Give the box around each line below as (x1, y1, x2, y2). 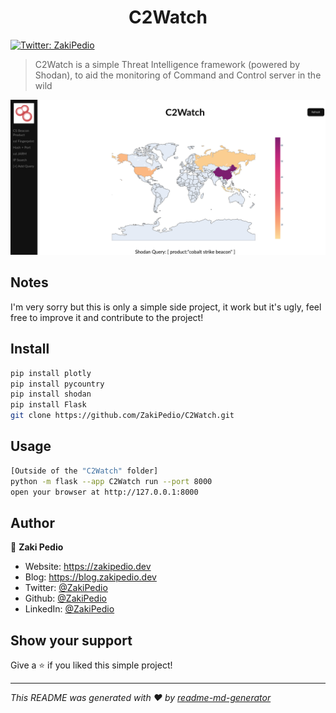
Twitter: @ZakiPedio (24, 582, 108, 594)
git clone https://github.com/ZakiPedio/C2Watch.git (10, 411, 235, 421)
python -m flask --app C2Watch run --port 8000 (10, 476, 213, 486)
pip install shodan (10, 389, 92, 400)
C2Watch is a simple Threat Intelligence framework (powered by (34, 58, 301, 70)
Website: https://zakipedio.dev (24, 561, 152, 573)
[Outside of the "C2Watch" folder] (10, 466, 159, 476)
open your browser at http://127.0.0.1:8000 (10, 487, 199, 497)
